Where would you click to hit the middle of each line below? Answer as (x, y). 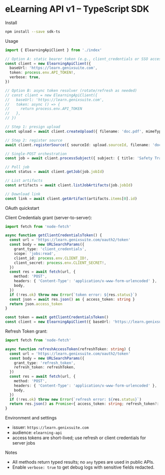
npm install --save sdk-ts (33, 31)
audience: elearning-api (37, 433)
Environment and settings (31, 418)
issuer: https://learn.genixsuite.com (51, 427)
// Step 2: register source (34, 140)
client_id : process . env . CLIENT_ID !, (52, 258)
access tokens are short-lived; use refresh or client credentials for (79, 438)
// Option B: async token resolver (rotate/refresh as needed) (71, 90)
